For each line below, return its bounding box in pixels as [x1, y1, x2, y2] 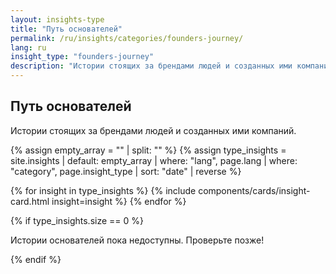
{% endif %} [10, 253, 62, 265]
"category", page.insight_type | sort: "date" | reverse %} [10, 165, 242, 177]
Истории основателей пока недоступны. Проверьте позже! [10, 234, 265, 246]
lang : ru [10, 42, 47, 53]
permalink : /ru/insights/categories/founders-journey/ [10, 33, 244, 43]
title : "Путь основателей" [10, 24, 123, 34]
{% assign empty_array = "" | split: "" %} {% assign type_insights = [10, 144, 287, 156]
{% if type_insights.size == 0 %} [10, 214, 145, 226]
